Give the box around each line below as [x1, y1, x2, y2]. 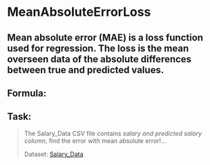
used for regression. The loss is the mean [7, 42, 189, 54]
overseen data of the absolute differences [7, 53, 192, 65]
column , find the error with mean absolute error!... [23, 136, 167, 145]
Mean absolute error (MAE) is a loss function [7, 32, 204, 43]
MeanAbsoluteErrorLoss [7, 4, 151, 20]
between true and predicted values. [7, 64, 164, 76]
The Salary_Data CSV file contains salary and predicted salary [23, 129, 202, 137]
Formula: [7, 87, 47, 99]
